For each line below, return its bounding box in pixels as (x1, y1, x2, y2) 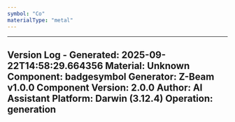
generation (7, 103, 57, 115)
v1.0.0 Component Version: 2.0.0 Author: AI (7, 82, 203, 93)
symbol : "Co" (7, 10, 45, 17)
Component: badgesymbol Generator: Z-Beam (7, 70, 215, 82)
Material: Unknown (104, 60, 190, 72)
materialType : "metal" (7, 17, 73, 24)
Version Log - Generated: (7, 49, 120, 61)
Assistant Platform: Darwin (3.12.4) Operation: (7, 92, 213, 105)
